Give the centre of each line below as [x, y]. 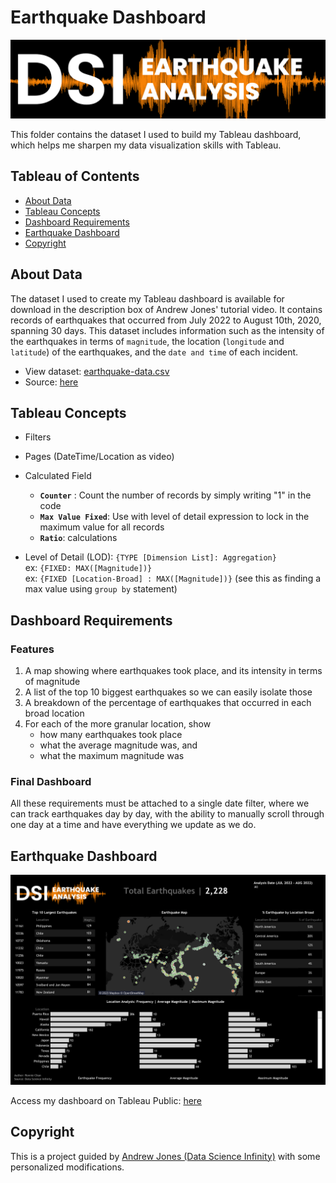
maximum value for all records [102, 527]
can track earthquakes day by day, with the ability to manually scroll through [167, 814]
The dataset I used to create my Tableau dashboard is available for [147, 298]
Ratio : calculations [78, 538]
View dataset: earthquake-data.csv [97, 371]
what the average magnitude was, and [118, 745]
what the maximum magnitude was [112, 756]
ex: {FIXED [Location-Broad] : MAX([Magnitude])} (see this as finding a [173, 578]
